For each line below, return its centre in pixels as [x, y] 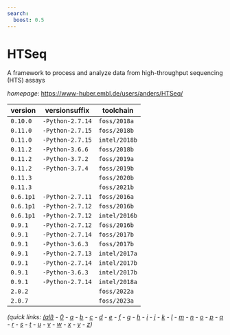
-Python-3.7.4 [65, 169]
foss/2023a [116, 301]
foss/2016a [116, 197]
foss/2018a [116, 121]
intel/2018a [118, 282]
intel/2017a [118, 254]
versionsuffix [67, 111]
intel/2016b [118, 216]
